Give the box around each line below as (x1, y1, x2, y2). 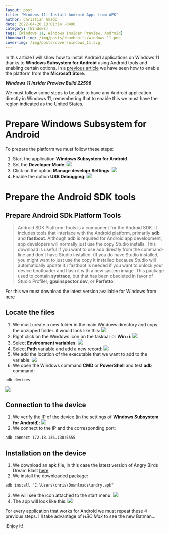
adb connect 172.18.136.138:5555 (5, 435, 76, 440)
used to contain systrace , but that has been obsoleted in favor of (17, 273, 153, 279)
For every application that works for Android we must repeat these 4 (5, 508, 147, 514)
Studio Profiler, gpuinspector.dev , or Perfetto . (17, 278, 115, 284)
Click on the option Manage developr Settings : (12, 167, 111, 173)
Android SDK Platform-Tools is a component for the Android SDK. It (17, 224, 157, 230)
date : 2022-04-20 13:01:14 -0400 (5, 21, 76, 27)
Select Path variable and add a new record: (12, 346, 103, 352)
